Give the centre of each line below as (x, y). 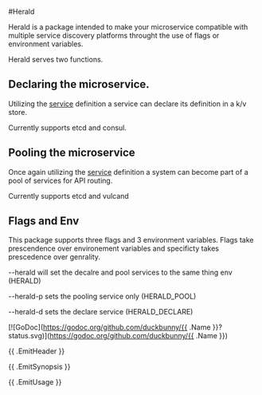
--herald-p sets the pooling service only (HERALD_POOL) (102, 296)
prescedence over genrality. (55, 257)
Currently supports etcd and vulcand (68, 196)
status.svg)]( (29, 336)
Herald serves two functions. (56, 59)
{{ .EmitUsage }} (35, 382)
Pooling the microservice (72, 153)
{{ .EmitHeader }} (37, 351)
